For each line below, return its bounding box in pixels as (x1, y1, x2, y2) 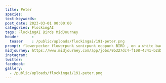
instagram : (5, 52, 28, 58)
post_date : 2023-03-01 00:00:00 (5, 21, 72, 26)
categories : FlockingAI (5, 25, 54, 30)
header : (5, 35, 35, 40)
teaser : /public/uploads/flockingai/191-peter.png (9, 39, 125, 44)
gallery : (5, 66, 23, 71)
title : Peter (5, 7, 32, 12)
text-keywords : (5, 16, 37, 21)
